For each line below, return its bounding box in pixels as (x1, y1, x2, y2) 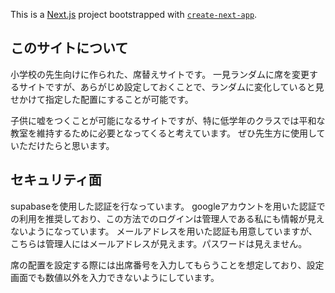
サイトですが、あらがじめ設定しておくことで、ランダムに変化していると (18, 80, 316, 93)
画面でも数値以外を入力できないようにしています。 (10, 271, 220, 283)
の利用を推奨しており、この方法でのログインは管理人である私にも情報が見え (10, 212, 325, 224)
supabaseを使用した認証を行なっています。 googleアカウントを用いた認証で (10, 200, 326, 212)
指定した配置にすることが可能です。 (44, 93, 194, 105)
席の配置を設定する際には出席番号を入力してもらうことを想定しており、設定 (10, 259, 325, 271)
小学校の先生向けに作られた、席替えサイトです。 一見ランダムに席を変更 (10, 68, 310, 80)
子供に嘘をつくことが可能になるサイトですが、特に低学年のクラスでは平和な (10, 114, 326, 126)
